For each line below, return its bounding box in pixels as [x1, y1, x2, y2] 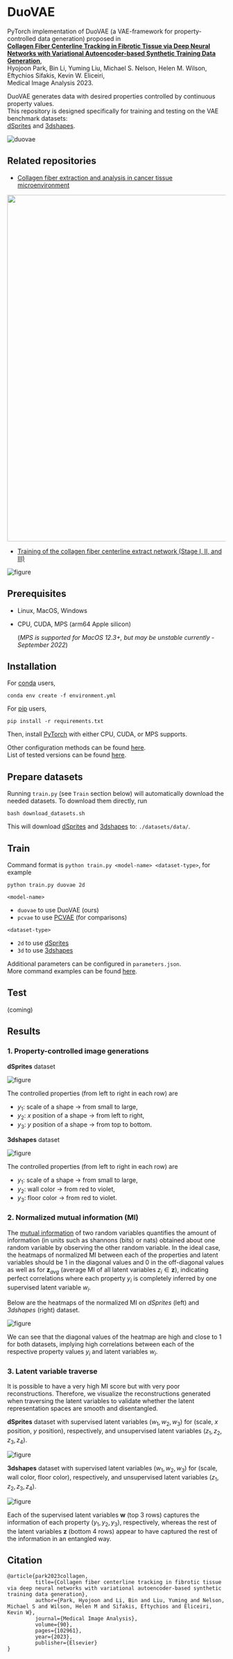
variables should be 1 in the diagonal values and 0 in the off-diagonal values [7, 1258, 224, 1266]
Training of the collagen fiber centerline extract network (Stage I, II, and [17, 547, 222, 555]
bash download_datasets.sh [7, 810, 85, 817]
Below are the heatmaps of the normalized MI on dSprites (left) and [7, 1298, 200, 1307]
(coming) [7, 1005, 33, 1014]
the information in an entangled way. [7, 1534, 112, 1543]
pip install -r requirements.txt [7, 718, 104, 725]
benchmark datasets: [7, 114, 68, 122]
